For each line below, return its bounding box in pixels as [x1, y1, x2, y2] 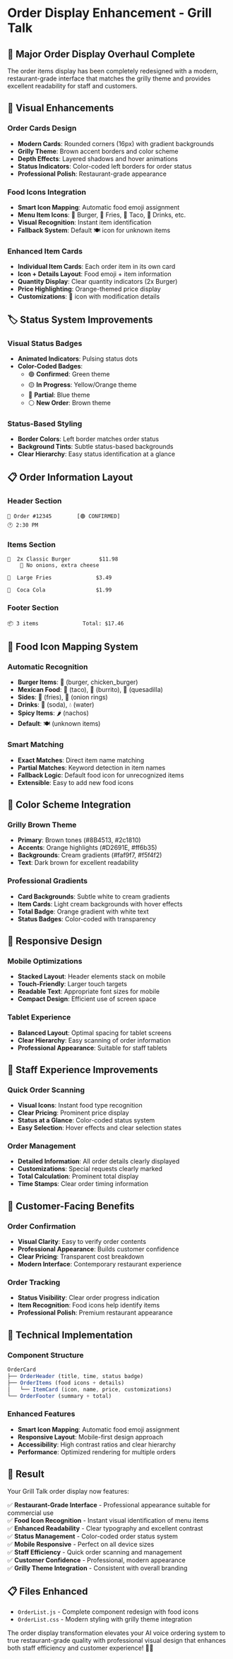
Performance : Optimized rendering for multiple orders [17, 1447, 177, 1456]
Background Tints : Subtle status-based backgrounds [17, 443, 174, 451]
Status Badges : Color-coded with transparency [17, 914, 157, 923]
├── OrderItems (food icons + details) [7, 1379, 125, 1387]
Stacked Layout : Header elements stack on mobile [17, 972, 166, 981]
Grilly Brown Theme [7, 820, 77, 830]
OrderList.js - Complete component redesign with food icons [17, 1607, 199, 1616]
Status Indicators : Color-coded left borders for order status [17, 162, 192, 170]
